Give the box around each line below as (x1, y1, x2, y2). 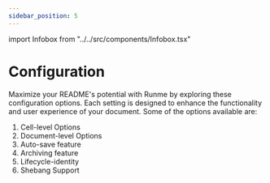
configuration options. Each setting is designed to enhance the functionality (8, 98, 263, 108)
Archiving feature (20, 147, 79, 158)
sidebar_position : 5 (8, 11, 79, 20)
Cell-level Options (20, 122, 81, 132)
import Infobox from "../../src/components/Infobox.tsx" (8, 34, 191, 44)
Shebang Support (20, 165, 80, 175)
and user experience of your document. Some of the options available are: (8, 106, 258, 116)
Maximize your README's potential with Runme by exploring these (8, 89, 232, 99)
